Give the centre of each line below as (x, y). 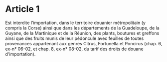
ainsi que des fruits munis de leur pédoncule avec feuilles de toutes (75, 38)
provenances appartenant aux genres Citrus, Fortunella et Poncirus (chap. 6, (84, 43)
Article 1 (22, 9)
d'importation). (20, 54)
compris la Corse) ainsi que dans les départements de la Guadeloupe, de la (82, 28)
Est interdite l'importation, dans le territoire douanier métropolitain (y (76, 23)
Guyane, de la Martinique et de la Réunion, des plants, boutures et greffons (82, 33)
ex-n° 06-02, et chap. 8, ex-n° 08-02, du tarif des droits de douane (74, 49)
